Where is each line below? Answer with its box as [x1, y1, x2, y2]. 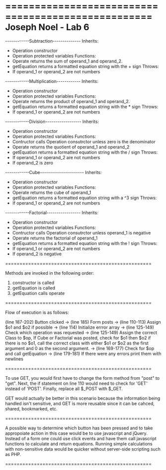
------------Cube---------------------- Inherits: [5, 169, 102, 175]
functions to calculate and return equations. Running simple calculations [5, 441, 153, 447]
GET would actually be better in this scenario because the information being [5, 395, 161, 401]
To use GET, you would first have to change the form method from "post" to [5, 375, 160, 381]
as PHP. [5, 451, 21, 457]
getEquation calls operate [12, 290, 65, 296]
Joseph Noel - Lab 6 [5, 22, 90, 33]
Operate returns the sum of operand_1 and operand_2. [12, 58, 123, 64]
